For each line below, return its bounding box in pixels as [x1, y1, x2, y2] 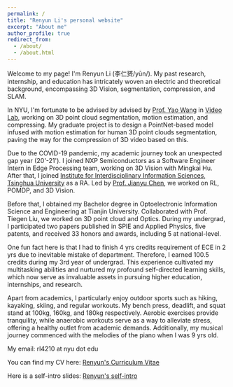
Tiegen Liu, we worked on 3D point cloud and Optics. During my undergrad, [7, 214, 226, 223]
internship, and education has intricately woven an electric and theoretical [7, 77, 221, 85]
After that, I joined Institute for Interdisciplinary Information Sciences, [7, 171, 206, 179]
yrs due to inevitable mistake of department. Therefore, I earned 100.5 [7, 250, 210, 259]
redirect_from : [7, 36, 52, 43]
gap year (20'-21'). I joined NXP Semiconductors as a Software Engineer [7, 156, 216, 164]
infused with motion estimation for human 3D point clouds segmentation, [7, 127, 218, 136]
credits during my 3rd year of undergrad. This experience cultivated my [7, 258, 213, 266]
